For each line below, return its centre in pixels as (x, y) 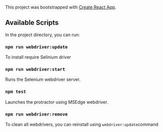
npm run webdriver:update (37, 47)
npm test (16, 92)
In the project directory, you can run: (42, 35)
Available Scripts (32, 23)
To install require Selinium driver (38, 57)
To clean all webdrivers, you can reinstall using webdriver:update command (82, 124)
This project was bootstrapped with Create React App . (61, 7)
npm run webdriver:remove (37, 114)
